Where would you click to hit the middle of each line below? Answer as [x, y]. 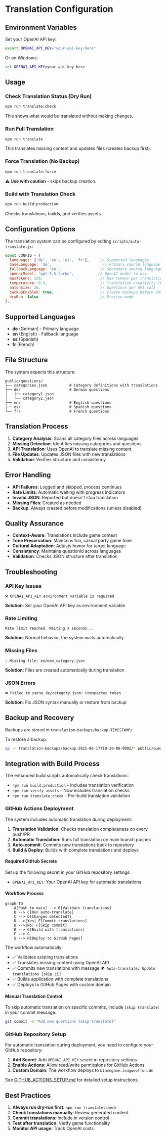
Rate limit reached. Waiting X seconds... [49, 629]
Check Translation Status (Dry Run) [49, 96]
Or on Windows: [21, 57]
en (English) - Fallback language [45, 334]
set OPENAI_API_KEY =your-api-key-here [45, 67]
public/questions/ [24, 381]
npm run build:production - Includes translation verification [73, 785]
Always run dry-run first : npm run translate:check [64, 1107]
